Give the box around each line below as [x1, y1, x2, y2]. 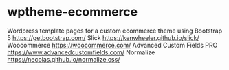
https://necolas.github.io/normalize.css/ [7, 55, 120, 63]
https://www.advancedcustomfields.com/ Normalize [7, 48, 155, 56]
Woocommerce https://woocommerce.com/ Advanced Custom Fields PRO [7, 41, 218, 49]
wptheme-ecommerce [7, 4, 138, 20]
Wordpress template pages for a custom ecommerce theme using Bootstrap [7, 27, 223, 35]
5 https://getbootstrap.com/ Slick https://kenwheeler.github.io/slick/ [7, 33, 199, 41]
